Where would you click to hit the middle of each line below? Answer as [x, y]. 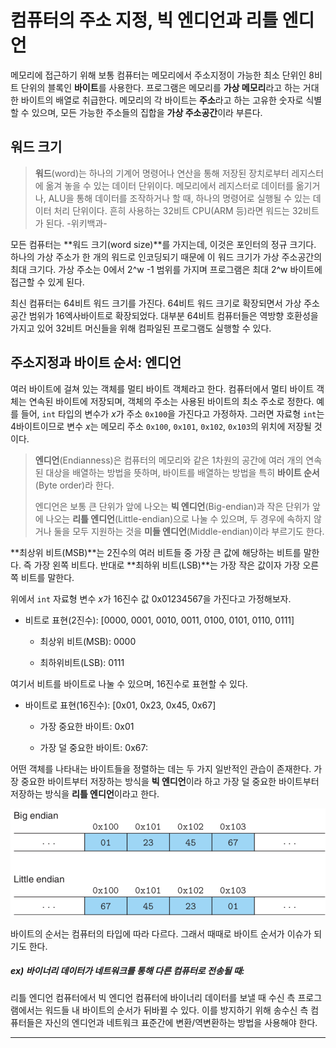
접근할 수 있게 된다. [47, 282]
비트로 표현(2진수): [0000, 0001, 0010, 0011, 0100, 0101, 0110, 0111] [159, 620]
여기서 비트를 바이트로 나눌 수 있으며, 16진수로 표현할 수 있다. [129, 683]
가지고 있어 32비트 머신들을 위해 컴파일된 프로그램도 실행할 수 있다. [141, 328]
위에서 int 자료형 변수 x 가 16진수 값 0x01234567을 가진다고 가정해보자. [151, 598]
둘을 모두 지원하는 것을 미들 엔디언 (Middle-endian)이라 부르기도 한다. [189, 531]
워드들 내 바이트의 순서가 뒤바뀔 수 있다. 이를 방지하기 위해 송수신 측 [176, 1010]
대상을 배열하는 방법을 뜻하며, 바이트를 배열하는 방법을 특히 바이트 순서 [182, 472]
